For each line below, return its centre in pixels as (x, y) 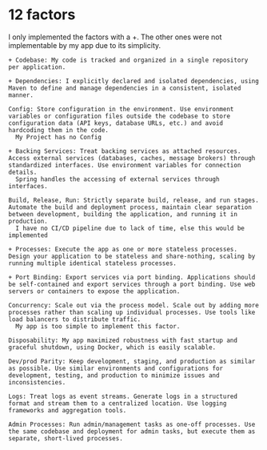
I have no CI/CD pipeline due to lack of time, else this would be (130, 228)
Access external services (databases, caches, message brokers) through (132, 158)
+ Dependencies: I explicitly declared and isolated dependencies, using (134, 81)
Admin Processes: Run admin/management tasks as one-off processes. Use (132, 424)
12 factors (42, 15)
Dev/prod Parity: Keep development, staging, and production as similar (132, 361)
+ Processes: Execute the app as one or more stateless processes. (123, 249)
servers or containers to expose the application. (94, 291)
